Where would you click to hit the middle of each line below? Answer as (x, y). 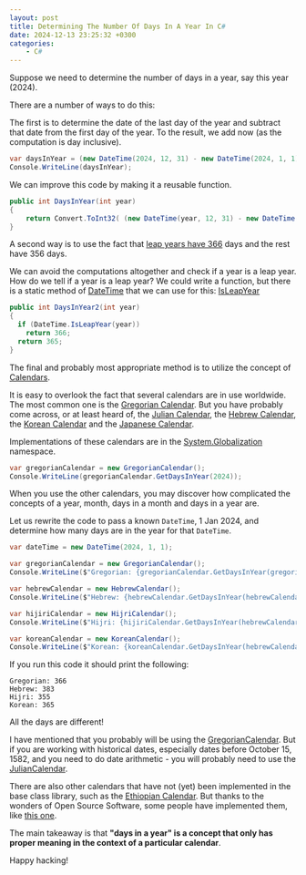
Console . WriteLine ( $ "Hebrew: (65, 597)
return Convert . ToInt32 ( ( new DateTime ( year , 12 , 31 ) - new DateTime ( (163, 218)
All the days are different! (57, 722)
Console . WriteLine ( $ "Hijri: (63, 622)
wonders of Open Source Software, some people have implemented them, (149, 806)
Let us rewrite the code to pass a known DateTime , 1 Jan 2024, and (134, 521)
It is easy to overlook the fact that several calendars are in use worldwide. (148, 395)
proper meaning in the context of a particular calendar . (115, 843)
